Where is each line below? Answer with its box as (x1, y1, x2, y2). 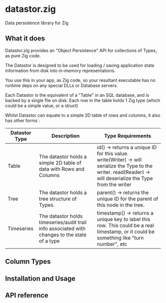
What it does (5, 34, 45, 43)
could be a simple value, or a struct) (5, 103, 79, 109)
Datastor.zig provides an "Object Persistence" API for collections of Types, (5, 47, 157, 53)
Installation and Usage (5, 274, 76, 283)
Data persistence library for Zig (5, 20, 69, 26)
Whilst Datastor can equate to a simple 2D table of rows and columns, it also (5, 112, 161, 118)
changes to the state (39, 231, 86, 238)
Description (51, 132, 80, 139)
